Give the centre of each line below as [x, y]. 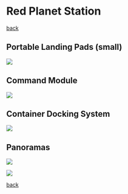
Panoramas [28, 147]
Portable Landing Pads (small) [64, 47]
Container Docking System [58, 114]
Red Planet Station [54, 11]
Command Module [42, 81]
